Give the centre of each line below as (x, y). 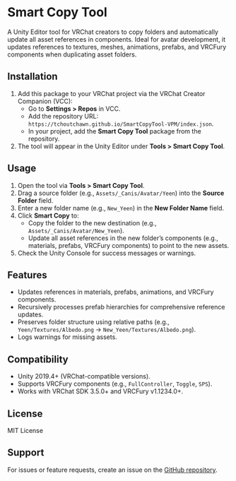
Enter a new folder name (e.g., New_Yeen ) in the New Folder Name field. (121, 208)
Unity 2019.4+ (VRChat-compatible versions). (84, 376)
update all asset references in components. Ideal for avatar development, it (117, 39)
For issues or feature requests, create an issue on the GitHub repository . (112, 470)
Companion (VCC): (45, 101)
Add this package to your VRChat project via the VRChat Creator (111, 93)
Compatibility (38, 359)
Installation (33, 77)
